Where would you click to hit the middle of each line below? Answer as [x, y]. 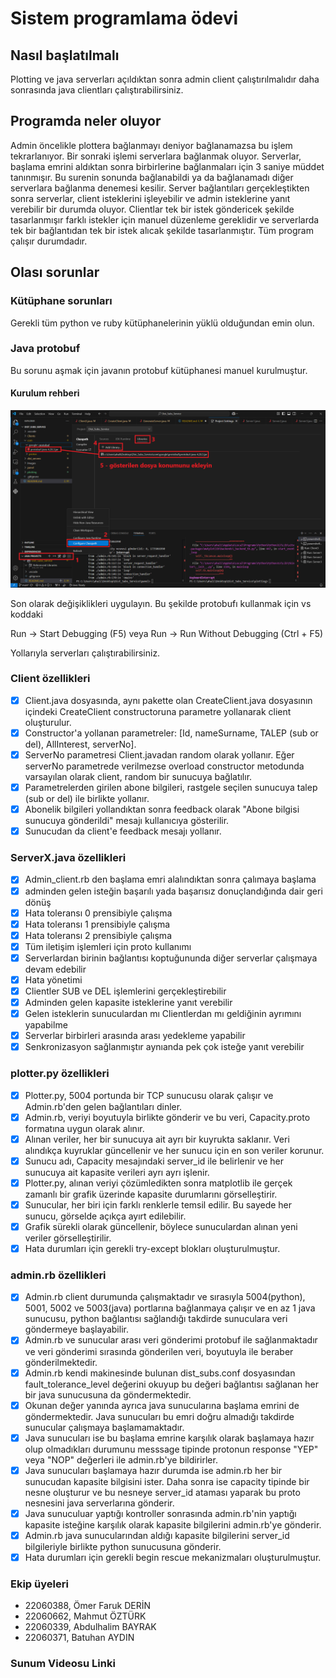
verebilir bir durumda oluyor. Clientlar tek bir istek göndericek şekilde [152, 209]
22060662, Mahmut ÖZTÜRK [85, 1616]
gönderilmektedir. [61, 1362]
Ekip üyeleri [39, 1584]
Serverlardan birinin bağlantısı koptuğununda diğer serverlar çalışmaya [171, 958]
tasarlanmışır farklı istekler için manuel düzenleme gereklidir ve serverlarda [165, 219]
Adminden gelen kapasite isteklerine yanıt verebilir [128, 1003]
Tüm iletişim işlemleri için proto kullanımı [108, 946]
